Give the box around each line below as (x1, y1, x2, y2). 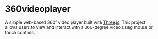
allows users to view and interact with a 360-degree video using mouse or (5, 24, 153, 30)
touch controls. (5, 29, 35, 35)
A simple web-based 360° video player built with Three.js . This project (5, 19, 146, 25)
